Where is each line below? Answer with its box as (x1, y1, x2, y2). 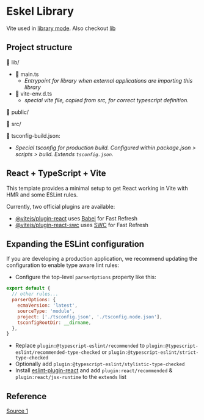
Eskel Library (6, 4, 75, 18)
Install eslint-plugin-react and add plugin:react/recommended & (15, 367, 173, 374)
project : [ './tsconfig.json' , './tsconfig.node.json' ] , (17, 313, 163, 320)
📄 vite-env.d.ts (15, 90, 53, 97)
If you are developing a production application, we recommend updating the (6, 255, 197, 263)
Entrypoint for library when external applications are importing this (24, 77, 193, 84)
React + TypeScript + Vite (6, 168, 106, 179)
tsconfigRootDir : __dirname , (17, 320, 92, 326)
